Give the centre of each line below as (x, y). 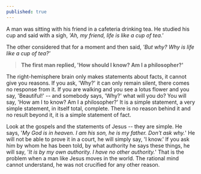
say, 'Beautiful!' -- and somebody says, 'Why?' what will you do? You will (97, 95)
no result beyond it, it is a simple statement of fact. (69, 115)
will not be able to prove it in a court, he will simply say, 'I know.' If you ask (98, 139)
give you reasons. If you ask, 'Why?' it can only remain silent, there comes (98, 83)
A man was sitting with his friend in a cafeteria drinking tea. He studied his (98, 29)
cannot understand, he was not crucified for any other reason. (83, 164)
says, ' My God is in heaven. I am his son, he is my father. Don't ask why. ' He (101, 133)
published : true (26, 12)
